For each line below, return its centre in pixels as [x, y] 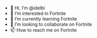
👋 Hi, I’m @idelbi [27, 8]
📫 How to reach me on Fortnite [43, 30]
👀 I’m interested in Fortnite [38, 13]
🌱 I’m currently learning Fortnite [44, 19]
